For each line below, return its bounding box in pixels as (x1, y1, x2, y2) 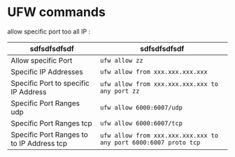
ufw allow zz (100, 57, 143, 64)
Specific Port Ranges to (10, 130, 89, 140)
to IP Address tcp (10, 138, 68, 148)
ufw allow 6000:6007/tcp (100, 119, 183, 127)
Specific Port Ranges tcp (10, 118, 92, 128)
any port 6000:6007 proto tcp (100, 138, 201, 147)
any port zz (100, 87, 140, 95)
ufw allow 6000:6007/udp (100, 103, 183, 112)
